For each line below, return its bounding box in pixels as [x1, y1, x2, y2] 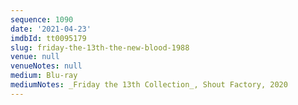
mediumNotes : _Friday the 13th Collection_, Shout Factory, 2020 [10, 80, 288, 90]
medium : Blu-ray [10, 71, 78, 81]
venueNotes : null [10, 61, 83, 71]
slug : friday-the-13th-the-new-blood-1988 [10, 42, 190, 53]
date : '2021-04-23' [10, 24, 92, 34]
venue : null [10, 52, 60, 62]
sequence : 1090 [10, 14, 74, 25]
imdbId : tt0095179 [10, 33, 87, 43]
